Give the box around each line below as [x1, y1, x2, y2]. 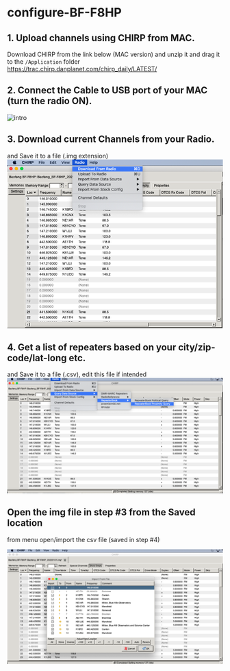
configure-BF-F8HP [7, 5, 122, 21]
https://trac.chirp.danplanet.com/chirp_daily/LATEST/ [7, 65, 157, 73]
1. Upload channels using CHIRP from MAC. [7, 32, 195, 44]
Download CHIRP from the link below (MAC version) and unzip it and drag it [7, 50, 220, 58]
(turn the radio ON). [7, 95, 92, 107]
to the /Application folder [7, 58, 81, 66]
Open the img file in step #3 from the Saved [7, 507, 196, 518]
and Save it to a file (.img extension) [7, 151, 109, 160]
